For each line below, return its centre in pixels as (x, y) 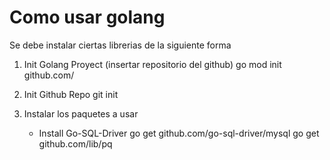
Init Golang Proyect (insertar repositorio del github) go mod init (152, 64)
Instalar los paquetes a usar (81, 113)
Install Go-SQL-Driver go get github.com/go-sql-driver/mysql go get (179, 133)
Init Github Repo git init (71, 94)
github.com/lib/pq (75, 143)
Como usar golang (87, 17)
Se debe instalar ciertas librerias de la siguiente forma (120, 45)
